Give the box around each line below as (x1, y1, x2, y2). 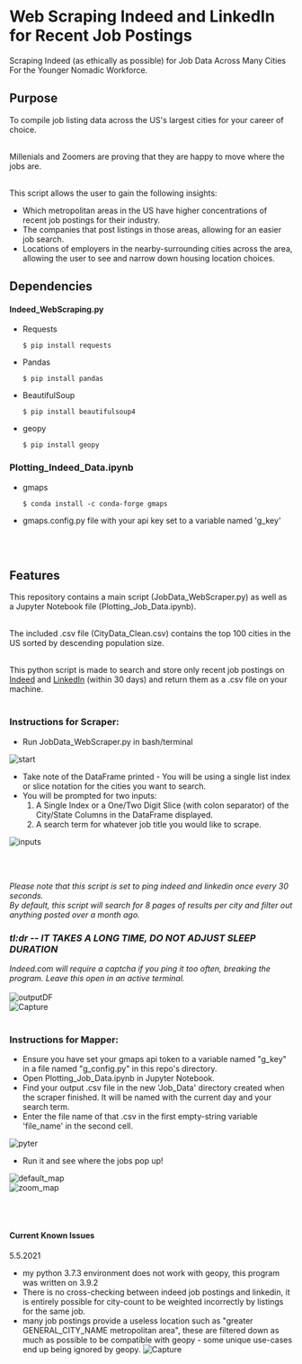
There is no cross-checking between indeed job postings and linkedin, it (22, 1287, 290, 1298)
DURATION (9, 943, 58, 955)
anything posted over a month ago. (9, 909, 141, 920)
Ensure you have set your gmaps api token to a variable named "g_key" (22, 1054, 288, 1065)
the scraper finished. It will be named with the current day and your (22, 1092, 272, 1103)
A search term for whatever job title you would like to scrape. (35, 819, 262, 829)
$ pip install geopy (22, 440, 100, 450)
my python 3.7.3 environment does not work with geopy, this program (22, 1267, 280, 1278)
